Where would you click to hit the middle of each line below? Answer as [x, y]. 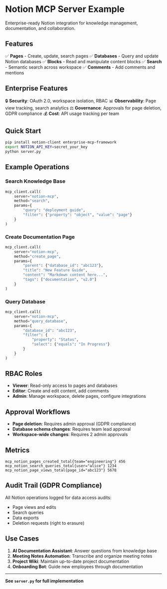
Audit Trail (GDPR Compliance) [54, 486]
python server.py [23, 152]
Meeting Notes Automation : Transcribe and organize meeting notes [82, 556]
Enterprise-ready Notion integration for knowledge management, [72, 23]
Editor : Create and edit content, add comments [61, 391]
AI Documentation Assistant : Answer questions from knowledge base [85, 551]
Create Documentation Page [40, 236]
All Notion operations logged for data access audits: [58, 497]
